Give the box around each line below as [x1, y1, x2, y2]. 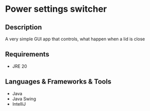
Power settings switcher [5, 3, 107, 15]
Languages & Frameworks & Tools [5, 78, 112, 86]
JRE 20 [12, 63, 27, 69]
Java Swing [12, 96, 36, 102]
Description [5, 23, 42, 31]
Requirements [5, 50, 49, 58]
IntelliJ [12, 101, 26, 107]
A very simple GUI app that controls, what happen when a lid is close [5, 36, 145, 42]
